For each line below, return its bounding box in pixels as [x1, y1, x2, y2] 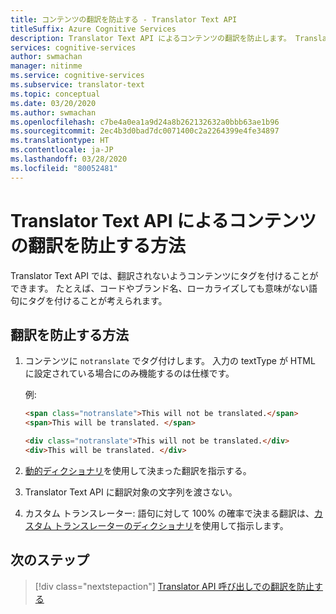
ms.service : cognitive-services [10, 71, 145, 81]
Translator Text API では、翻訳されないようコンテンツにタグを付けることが [10, 269, 319, 281]
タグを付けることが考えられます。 [27, 294, 168, 306]
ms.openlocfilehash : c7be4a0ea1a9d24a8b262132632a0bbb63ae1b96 [10, 117, 280, 127]
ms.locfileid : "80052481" [10, 163, 118, 173]
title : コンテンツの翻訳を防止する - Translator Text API [10, 14, 238, 25]
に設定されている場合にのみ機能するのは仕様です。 [24, 367, 235, 380]
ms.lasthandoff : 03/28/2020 [10, 154, 128, 164]
